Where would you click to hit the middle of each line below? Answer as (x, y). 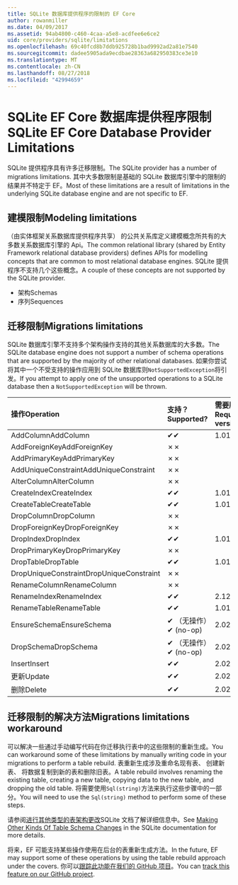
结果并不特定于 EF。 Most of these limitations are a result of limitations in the (119, 185)
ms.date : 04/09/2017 (38, 27)
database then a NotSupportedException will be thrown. (87, 386)
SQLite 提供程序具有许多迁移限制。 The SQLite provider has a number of (112, 168)
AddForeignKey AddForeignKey (62, 447)
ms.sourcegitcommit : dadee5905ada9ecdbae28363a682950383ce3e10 (103, 54)
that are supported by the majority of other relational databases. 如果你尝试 (117, 360)
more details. (27, 835)
